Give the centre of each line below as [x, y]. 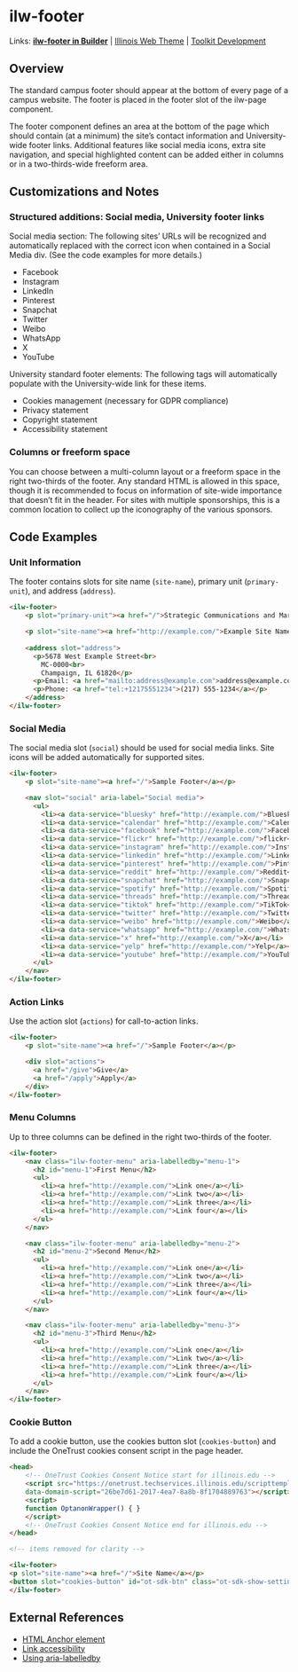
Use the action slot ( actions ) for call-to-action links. [104, 1021]
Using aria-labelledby [61, 1658]
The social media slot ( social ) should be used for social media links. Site [142, 748]
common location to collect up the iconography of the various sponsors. [141, 509]
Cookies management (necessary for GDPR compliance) [125, 401]
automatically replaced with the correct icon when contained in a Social [140, 246]
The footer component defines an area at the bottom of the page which [139, 126]
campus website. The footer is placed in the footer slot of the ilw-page [138, 99]
